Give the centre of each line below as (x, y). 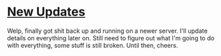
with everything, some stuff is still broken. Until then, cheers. (93, 45)
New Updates (46, 12)
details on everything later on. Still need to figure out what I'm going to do (111, 38)
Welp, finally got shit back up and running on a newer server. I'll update (107, 31)
